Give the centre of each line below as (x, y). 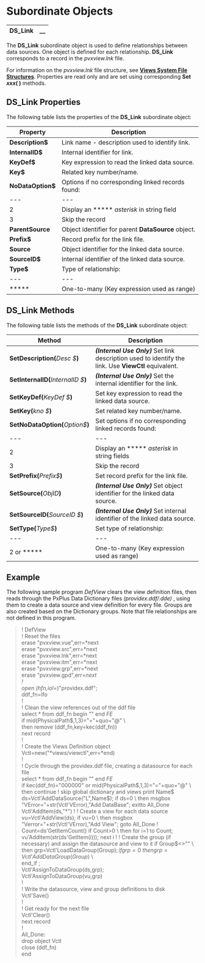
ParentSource (30, 229)
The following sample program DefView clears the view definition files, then (102, 592)
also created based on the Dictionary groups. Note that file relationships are (102, 611)
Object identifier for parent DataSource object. (128, 229)
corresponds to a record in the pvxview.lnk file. (65, 58)
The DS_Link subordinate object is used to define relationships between (97, 45)
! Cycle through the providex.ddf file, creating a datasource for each (107, 766)
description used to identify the (140, 358)
